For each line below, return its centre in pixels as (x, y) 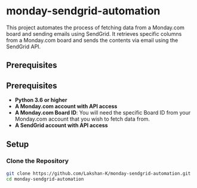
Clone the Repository (38, 161)
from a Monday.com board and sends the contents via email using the (92, 40)
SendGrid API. (24, 47)
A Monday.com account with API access (66, 106)
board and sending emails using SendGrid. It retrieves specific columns (94, 33)
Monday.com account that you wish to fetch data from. (82, 119)
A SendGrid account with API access (61, 125)
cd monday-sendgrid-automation (45, 179)
